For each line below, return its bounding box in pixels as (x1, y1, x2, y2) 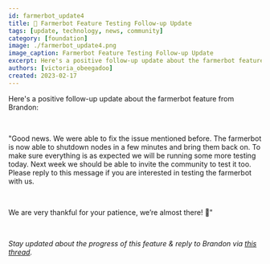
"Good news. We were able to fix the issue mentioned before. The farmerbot (8, 134, 262, 143)
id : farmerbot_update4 (8, 11, 84, 20)
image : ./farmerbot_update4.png (8, 42, 117, 50)
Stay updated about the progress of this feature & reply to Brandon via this (8, 238, 257, 248)
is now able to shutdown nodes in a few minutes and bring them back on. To (8, 142, 261, 151)
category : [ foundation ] (8, 34, 88, 43)
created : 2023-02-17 (8, 72, 78, 80)
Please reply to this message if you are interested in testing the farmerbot (8, 167, 252, 177)
